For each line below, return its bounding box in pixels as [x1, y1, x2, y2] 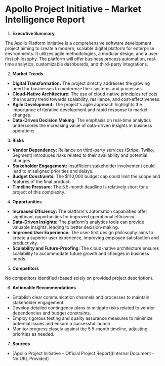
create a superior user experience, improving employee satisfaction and [12, 235, 159, 241]
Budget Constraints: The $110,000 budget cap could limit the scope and [12, 173, 161, 179]
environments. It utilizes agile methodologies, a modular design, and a [5, 51, 148, 57]
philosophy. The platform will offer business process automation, [14, 56, 146, 61]
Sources [12, 341, 31, 347]
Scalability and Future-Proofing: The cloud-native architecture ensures [12, 245, 159, 251]
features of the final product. [12, 179, 71, 184]
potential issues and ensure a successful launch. [12, 320, 112, 326]
